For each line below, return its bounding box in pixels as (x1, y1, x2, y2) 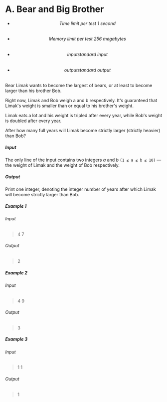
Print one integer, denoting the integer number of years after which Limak (5, 186, 156, 192)
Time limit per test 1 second (59, 20, 116, 26)
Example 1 (5, 203, 27, 209)
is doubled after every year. (5, 118, 62, 124)
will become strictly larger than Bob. (5, 192, 80, 198)
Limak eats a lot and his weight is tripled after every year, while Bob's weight (5, 113, 163, 119)
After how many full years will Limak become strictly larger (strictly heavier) (5, 128, 161, 134)
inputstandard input (67, 52, 108, 57)
